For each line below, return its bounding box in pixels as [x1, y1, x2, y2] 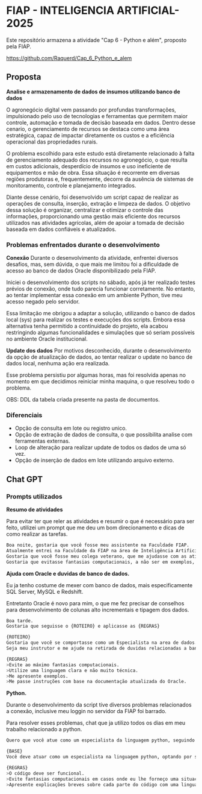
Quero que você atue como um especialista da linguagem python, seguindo [6, 737, 195, 743]
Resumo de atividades [6, 506, 63, 513]
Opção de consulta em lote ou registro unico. [14, 424, 127, 432]
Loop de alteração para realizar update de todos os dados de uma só [14, 444, 186, 451]
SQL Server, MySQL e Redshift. [6, 588, 84, 595]
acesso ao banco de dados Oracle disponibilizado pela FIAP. [6, 267, 156, 274]
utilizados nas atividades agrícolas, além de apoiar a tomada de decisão [6, 219, 185, 226]
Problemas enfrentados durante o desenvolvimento [6, 241, 161, 249]
